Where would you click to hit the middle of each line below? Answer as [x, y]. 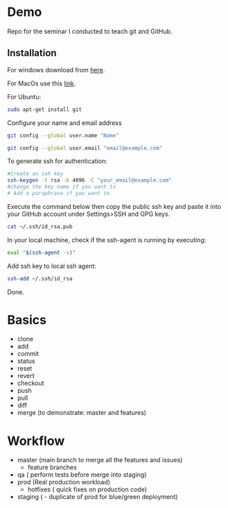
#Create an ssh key [35, 174]
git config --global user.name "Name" [63, 135]
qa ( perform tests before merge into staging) [82, 475]
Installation [32, 53]
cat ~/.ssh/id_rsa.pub [40, 226]
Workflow [36, 441]
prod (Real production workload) [64, 482]
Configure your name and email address [65, 123]
